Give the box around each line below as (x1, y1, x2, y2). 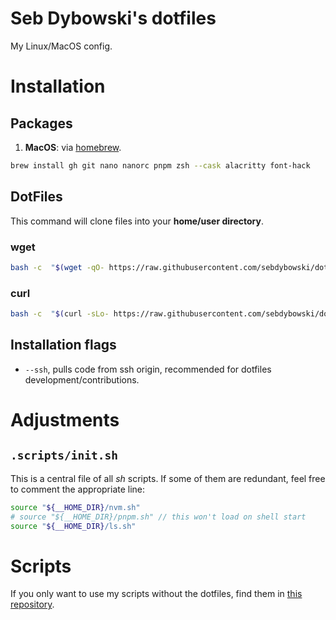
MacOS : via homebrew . (24, 141, 122, 153)
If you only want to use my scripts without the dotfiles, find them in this (10, 588, 303, 600)
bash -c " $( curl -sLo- (10, 309, 110, 319)
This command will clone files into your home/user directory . (10, 215, 264, 227)
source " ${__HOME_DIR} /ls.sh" (10, 521, 137, 531)
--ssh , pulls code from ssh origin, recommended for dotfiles (24, 363, 272, 375)
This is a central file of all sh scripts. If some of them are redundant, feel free (10, 472, 326, 484)
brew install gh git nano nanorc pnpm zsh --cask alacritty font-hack (10, 160, 311, 171)
